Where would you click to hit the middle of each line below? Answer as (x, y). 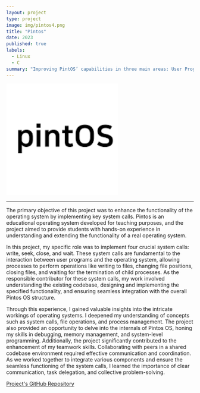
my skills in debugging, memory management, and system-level (85, 334)
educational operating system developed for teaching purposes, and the (95, 222)
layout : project (26, 12)
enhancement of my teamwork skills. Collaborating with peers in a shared (96, 347)
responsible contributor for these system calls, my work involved (85, 278)
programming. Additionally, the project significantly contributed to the (91, 340)
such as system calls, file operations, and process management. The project (100, 322)
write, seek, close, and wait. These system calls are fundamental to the (93, 253)
